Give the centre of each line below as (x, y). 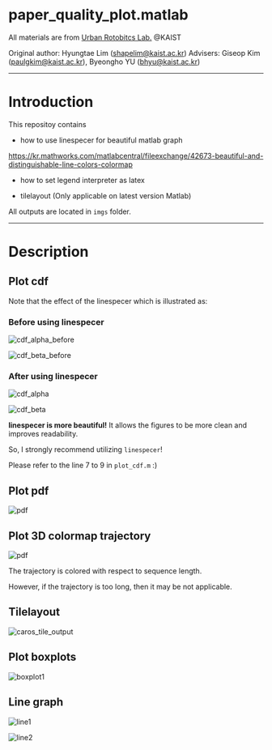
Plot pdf (29, 490)
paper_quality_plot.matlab (98, 15)
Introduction (51, 102)
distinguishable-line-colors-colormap (71, 164)
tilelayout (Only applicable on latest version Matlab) (106, 195)
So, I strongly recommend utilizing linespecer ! (86, 450)
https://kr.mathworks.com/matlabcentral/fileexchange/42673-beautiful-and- (136, 156)
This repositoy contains (47, 124)
